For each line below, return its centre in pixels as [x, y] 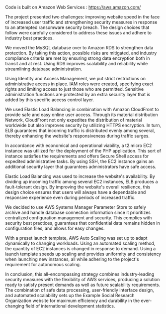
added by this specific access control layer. [50, 100]
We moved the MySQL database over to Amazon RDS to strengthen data [79, 48]
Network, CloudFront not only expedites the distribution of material [74, 120]
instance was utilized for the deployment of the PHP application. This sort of [83, 151]
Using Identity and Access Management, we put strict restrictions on [75, 78]
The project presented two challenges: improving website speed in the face [83, 17]
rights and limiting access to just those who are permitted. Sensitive [75, 89]
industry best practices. [29, 38]
